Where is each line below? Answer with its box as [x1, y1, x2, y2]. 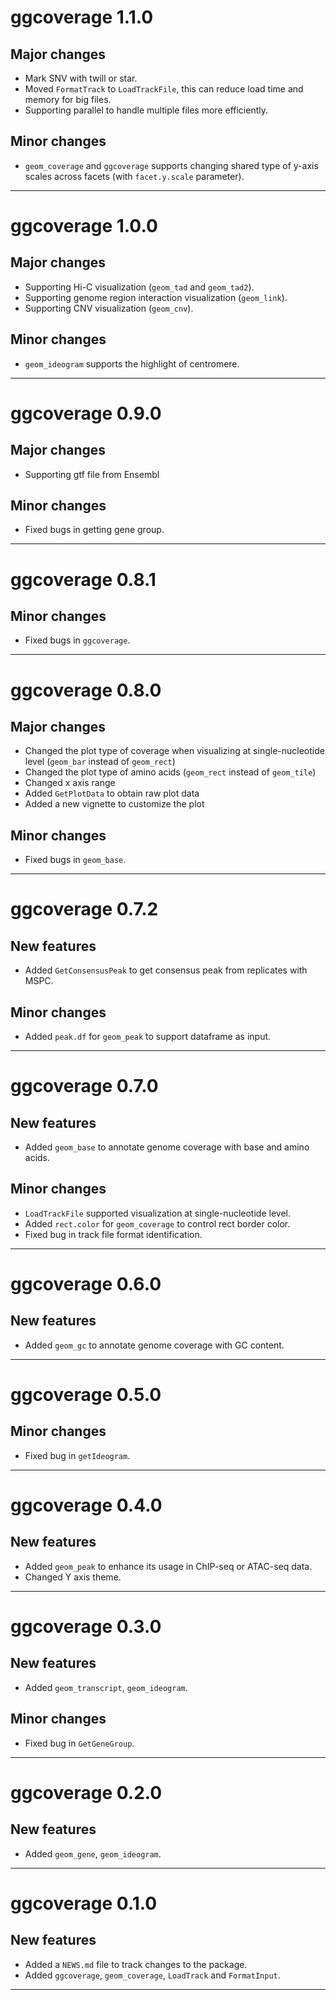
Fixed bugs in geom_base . [24, 854, 127, 866]
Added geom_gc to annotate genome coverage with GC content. [24, 1339, 285, 1351]
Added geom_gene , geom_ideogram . [24, 1847, 162, 1860]
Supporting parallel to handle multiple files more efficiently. [24, 104, 269, 116]
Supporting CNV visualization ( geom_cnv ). [24, 302, 194, 314]
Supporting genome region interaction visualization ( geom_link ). [24, 291, 288, 303]
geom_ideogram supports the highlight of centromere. [24, 357, 240, 370]
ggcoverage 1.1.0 [10, 6, 154, 29]
